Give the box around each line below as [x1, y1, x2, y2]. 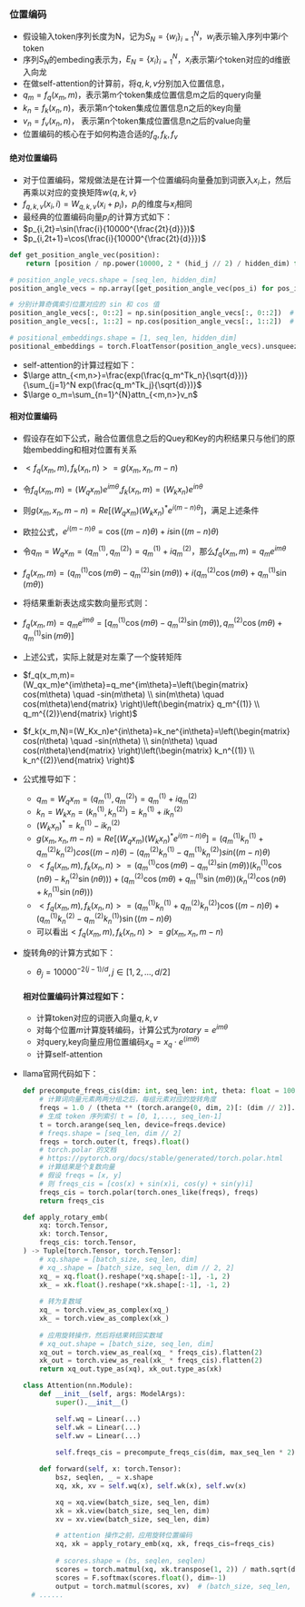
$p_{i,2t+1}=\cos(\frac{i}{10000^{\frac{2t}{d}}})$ [22, 233, 207, 243]
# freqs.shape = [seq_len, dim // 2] [39, 1128, 182, 1137]
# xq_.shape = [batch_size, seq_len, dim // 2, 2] [39, 1263, 235, 1273]
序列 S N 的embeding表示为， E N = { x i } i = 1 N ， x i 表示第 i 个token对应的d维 [22, 52, 283, 67]
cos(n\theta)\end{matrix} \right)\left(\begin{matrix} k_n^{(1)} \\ [22, 745, 255, 756]
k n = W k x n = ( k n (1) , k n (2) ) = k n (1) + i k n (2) [35, 805, 183, 819]
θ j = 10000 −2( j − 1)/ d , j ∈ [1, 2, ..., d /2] [35, 965, 171, 980]
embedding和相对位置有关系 [30, 444, 138, 455]
